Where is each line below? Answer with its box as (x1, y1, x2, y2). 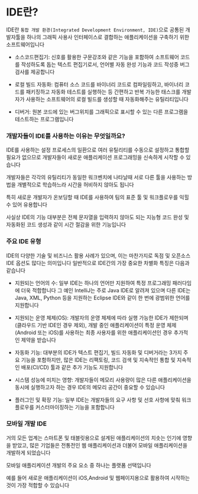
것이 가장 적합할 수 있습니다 (6, 482, 70, 489)
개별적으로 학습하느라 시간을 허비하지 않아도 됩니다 (17, 181, 134, 188)
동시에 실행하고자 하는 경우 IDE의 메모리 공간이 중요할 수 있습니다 (14, 383, 165, 390)
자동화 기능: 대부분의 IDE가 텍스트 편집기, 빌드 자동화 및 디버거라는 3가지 (14, 348, 182, 356)
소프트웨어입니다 (6, 41, 45, 48)
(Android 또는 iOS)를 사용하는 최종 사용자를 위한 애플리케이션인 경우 (14, 329, 173, 336)
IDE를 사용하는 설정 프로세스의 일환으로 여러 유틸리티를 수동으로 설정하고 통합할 (6, 146, 190, 154)
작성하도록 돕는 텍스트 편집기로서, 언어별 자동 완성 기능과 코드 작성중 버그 (21, 60, 190, 68)
